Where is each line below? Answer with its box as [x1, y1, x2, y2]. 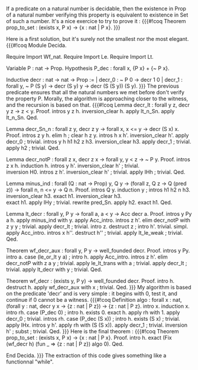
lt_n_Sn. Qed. [6, 114, 38, 121]
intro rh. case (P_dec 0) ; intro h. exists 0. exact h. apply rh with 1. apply [6, 309, 180, 316]
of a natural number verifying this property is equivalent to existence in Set [6, 11, 189, 18]
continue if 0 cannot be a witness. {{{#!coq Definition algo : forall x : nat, [6, 296, 182, 303]
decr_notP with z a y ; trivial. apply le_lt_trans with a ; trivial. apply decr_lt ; [6, 260, 187, 266]
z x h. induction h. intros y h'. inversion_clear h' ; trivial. [6, 162, 140, 169]
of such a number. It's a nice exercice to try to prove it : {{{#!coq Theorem [6, 18, 186, 24]
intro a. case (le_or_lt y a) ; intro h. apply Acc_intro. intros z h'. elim [6, 253, 168, 260]
